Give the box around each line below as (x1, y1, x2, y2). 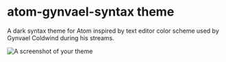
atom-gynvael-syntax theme (7, 4, 175, 20)
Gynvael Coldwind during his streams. (7, 33, 115, 42)
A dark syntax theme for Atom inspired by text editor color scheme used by (7, 27, 219, 35)
